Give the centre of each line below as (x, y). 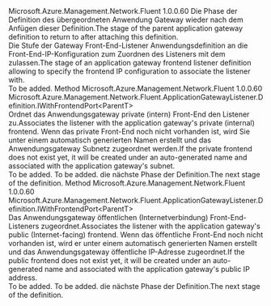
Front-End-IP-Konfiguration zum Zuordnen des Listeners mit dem (117, 54)
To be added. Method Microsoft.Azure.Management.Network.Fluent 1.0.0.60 (135, 88)
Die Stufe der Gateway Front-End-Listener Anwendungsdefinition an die (128, 45)
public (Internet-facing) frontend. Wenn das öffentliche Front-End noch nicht (136, 235)
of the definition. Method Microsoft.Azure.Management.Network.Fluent (127, 183)
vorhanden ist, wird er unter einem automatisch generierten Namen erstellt (133, 243)
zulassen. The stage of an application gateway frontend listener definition (130, 63)
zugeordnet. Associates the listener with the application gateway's (150, 226)
